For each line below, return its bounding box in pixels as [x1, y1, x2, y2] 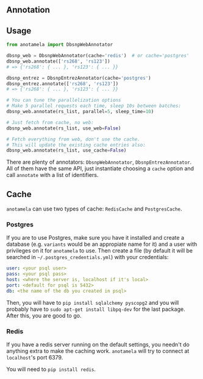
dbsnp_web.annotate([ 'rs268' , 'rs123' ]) [6, 58, 111, 64]
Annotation [6, 5, 51, 15]
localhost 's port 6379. [6, 354, 63, 361]
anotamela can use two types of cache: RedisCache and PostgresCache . [6, 205, 182, 212]
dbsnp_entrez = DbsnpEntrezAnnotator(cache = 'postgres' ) [6, 75, 151, 81]
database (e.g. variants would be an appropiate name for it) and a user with [6, 240, 198, 248]
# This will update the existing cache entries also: [6, 142, 146, 148]
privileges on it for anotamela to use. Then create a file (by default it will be [6, 247, 193, 254]
